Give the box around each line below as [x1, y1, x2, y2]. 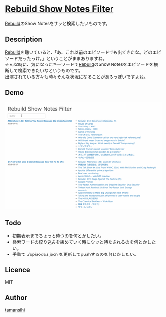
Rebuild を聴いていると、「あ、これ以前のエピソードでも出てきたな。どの [5, 49, 153, 55]
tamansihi [5, 307, 25, 313]
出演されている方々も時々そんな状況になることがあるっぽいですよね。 [5, 73, 149, 80]
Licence [5, 266, 31, 274]
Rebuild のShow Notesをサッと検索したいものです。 [5, 20, 110, 26]
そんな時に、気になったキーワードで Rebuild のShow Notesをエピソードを [5, 61, 154, 67]
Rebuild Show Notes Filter [5, 3, 114, 15]
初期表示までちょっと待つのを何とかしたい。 [12, 232, 104, 239]
